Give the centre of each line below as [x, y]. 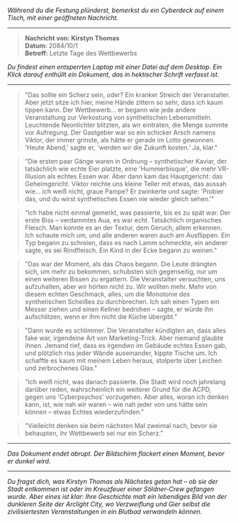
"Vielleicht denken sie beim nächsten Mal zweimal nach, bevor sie [121, 426]
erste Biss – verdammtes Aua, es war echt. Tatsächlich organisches [123, 220]
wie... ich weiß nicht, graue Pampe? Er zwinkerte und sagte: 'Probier [124, 191]
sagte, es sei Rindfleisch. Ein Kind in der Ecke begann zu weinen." [121, 250]
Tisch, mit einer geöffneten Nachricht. [63, 18]
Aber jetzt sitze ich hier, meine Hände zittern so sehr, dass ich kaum [124, 102]
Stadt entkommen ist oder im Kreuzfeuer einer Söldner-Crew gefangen [111, 489]
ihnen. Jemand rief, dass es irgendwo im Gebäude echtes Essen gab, [126, 345]
